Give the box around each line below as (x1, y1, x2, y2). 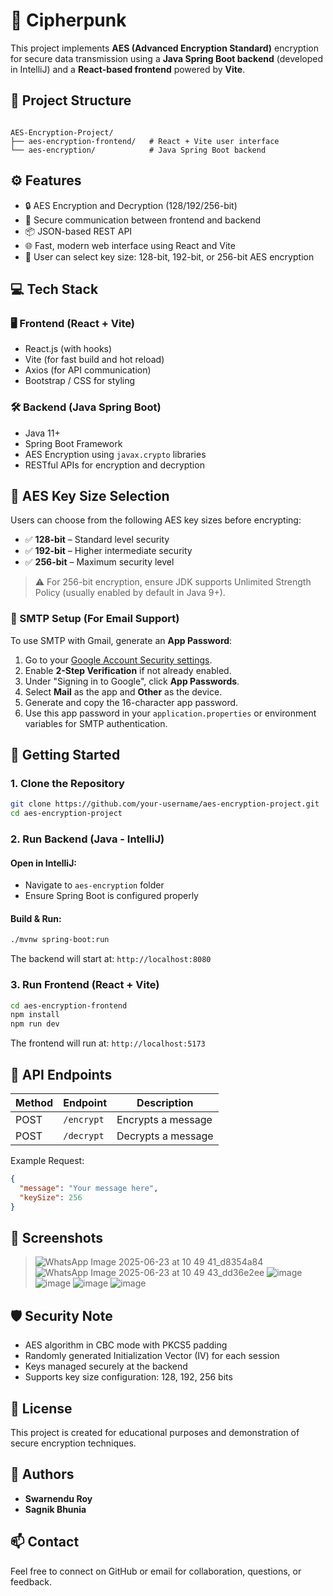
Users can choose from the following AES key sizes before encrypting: (10, 514, 302, 526)
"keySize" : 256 (19, 1192, 83, 1203)
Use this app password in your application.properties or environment (24, 707, 317, 719)
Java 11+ (24, 427, 61, 439)
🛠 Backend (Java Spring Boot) (10, 400, 162, 414)
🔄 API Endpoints (10, 1066, 113, 1083)
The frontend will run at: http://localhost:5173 (10, 1037, 206, 1049)
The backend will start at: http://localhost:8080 (10, 953, 212, 965)
